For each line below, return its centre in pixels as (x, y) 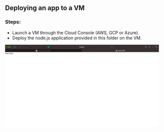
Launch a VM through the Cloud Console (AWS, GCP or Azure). (76, 33)
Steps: (13, 22)
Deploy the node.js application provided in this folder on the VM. (77, 38)
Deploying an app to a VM (45, 8)
